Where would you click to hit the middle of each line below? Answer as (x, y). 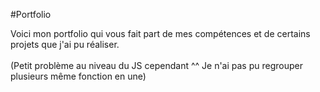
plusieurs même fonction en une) (78, 76)
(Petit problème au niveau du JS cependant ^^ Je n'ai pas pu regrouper (156, 65)
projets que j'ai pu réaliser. (65, 44)
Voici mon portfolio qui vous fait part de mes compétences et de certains (160, 33)
